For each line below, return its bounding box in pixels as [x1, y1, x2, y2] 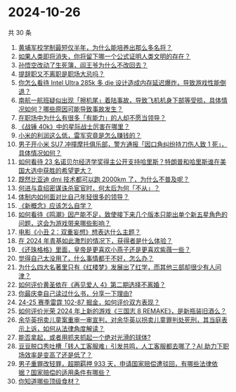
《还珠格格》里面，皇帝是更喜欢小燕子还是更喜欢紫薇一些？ [18, 245, 191, 254]
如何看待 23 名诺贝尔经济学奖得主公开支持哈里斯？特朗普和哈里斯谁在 [18, 157, 221, 166]
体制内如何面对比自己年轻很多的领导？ [18, 192, 129, 201]
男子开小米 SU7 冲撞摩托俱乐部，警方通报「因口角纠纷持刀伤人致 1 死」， [18, 140, 228, 148]
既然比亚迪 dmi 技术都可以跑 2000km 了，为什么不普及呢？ [18, 175, 190, 183]
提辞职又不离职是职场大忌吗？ [18, 70, 105, 78]
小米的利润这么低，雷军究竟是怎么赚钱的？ [18, 131, 142, 139]
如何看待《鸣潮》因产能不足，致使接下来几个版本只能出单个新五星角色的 [18, 210, 228, 218]
